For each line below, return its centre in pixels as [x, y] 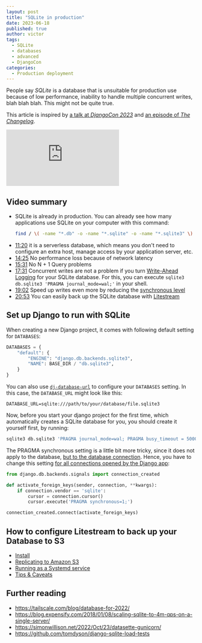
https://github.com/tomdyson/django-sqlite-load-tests [82, 633]
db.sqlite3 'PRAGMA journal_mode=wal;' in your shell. [81, 283]
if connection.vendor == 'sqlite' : [62, 491]
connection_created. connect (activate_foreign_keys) [72, 513]
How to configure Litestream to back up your [92, 531]
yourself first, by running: [38, 428]
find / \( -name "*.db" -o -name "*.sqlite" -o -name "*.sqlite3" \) [104, 234]
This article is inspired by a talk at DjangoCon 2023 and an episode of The [98, 115]
